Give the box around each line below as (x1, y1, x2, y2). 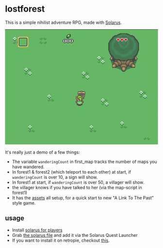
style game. (12, 200, 36, 206)
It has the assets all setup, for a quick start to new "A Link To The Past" (12, 195, 154, 200)
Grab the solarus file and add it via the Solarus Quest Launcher (12, 232, 138, 238)
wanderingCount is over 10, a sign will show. (12, 174, 98, 180)
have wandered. (12, 164, 45, 170)
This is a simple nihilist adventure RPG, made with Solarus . (5, 19, 122, 25)
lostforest (5, 3, 45, 15)
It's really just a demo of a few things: (5, 149, 80, 155)
